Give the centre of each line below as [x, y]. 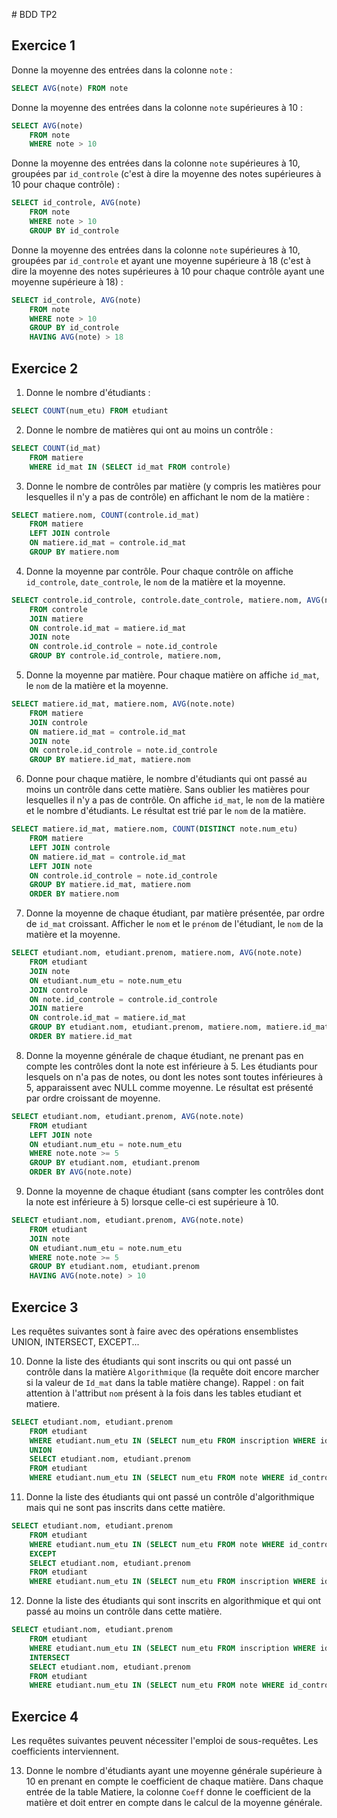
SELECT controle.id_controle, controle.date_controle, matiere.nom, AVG [166, 600]
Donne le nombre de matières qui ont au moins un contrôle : [149, 430]
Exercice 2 [45, 368]
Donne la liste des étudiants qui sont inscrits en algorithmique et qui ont [173, 1601]
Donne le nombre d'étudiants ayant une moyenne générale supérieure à [174, 1771]
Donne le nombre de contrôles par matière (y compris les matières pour [173, 486]
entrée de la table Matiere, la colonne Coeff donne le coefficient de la [168, 1792]
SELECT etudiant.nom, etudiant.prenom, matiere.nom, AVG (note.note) [157, 953]
